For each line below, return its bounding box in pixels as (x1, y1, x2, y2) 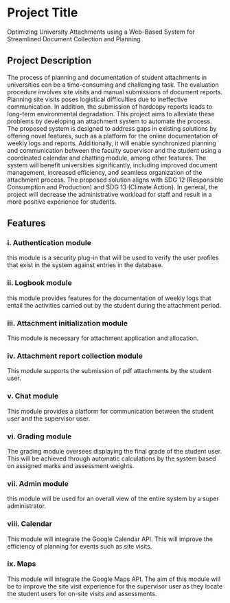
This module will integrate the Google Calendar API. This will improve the (7, 535, 213, 543)
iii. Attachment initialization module (7, 318, 128, 328)
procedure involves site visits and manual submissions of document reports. (7, 87, 223, 96)
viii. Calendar (7, 519, 53, 529)
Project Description (7, 55, 92, 67)
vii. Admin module (7, 478, 69, 488)
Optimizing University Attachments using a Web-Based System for (7, 28, 196, 36)
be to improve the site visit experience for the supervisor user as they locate (7, 582, 223, 590)
